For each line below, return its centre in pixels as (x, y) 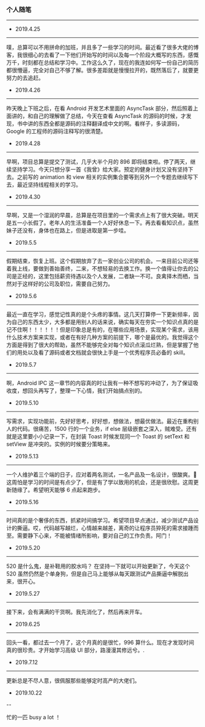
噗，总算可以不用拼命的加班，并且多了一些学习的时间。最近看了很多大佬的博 (103, 48)
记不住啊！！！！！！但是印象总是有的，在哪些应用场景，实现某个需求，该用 (103, 330)
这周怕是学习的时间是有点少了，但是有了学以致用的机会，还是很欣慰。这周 (100, 482)
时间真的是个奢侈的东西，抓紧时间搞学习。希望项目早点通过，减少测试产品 (100, 521)
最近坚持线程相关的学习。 (49, 185)
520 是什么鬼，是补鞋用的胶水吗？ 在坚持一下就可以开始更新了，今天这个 (98, 566)
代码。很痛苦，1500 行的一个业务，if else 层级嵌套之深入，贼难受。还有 (107, 429)
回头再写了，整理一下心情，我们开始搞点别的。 (86, 391)
